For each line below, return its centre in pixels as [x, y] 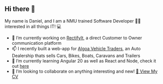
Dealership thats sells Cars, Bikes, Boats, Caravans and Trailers [76, 56]
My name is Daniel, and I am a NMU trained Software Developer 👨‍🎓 [73, 21]
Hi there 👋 [20, 9]
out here [20, 66]
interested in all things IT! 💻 [33, 26]
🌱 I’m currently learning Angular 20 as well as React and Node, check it [84, 61]
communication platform [37, 43]
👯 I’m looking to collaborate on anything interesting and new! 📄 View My [85, 71]
